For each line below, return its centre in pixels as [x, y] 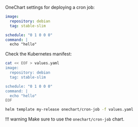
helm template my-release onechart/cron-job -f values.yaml [70, 110]
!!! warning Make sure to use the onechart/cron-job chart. [65, 119]
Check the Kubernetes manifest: [38, 54]
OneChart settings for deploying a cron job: [50, 7]
